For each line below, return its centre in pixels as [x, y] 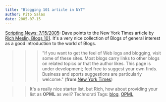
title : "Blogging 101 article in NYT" [45, 10]
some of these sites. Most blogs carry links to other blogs [101, 58]
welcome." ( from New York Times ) [77, 79]
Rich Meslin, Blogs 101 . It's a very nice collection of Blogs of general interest [83, 38]
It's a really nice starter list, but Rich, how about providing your [93, 89]
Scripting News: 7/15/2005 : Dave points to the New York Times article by [80, 33]
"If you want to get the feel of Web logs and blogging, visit [101, 53]
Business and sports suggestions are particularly [92, 74]
